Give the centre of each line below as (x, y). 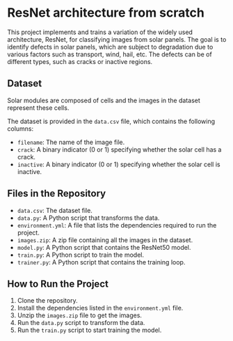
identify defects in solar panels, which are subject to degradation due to (110, 47)
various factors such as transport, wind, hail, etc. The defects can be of (110, 54)
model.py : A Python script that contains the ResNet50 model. (104, 247)
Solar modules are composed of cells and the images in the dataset (104, 100)
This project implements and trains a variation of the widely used (100, 32)
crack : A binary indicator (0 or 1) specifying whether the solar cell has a (119, 149)
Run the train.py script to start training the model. (89, 330)
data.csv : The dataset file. (55, 210)
